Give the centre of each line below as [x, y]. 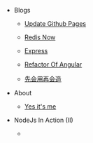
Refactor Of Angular [53, 64]
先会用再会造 [43, 79]
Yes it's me [40, 107]
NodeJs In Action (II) [43, 120]
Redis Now [40, 37]
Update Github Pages [55, 23]
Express [36, 51]
